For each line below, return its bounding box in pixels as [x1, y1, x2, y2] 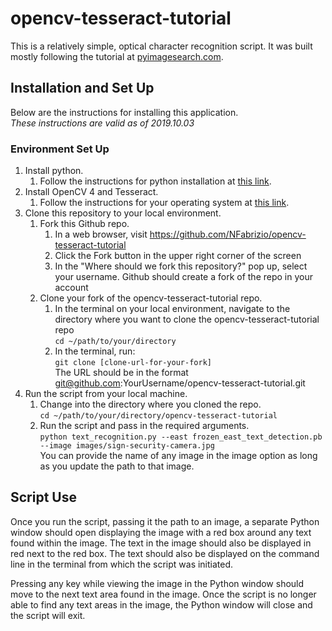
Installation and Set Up [10, 80, 155, 97]
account [54, 282, 89, 294]
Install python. [24, 165, 84, 177]
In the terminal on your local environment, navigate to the [54, 303, 291, 315]
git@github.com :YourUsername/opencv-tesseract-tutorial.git [54, 377, 306, 389]
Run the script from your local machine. [24, 388, 188, 400]
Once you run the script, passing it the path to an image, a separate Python [10, 515, 320, 527]
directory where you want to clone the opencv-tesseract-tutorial [54, 313, 320, 326]
